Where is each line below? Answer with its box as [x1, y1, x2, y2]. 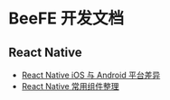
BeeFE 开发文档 [8, 8, 124, 29]
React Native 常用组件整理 [21, 81, 119, 91]
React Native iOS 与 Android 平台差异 [21, 69, 161, 80]
